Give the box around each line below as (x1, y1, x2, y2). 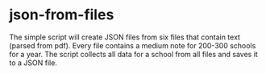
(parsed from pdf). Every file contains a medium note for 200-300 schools (9, 40, 256, 50)
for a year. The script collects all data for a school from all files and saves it (9, 49, 259, 59)
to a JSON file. (9, 58, 57, 68)
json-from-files (9, 6, 114, 24)
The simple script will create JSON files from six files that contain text (9, 32, 241, 42)
